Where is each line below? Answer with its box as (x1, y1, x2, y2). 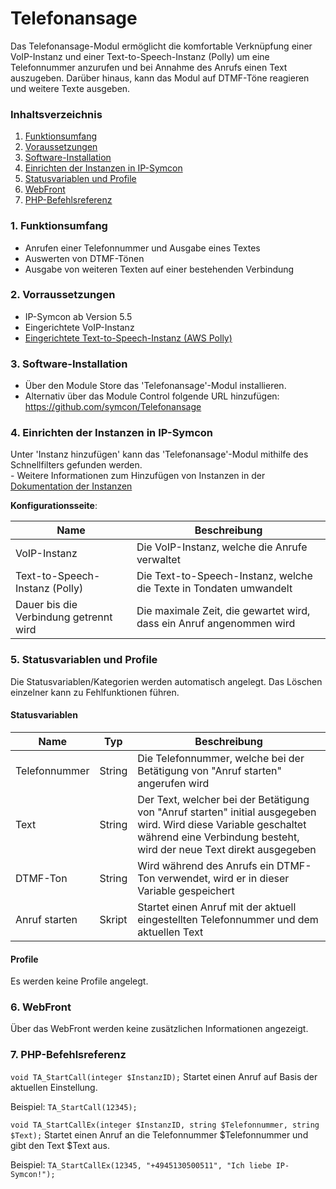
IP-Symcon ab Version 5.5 (24, 310, 133, 322)
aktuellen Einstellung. (10, 1081, 98, 1093)
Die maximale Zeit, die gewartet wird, (136, 604, 311, 618)
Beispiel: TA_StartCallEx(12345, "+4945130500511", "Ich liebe (10, 1158, 272, 1171)
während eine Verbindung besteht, (137, 830, 300, 844)
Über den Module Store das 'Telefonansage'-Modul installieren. (24, 380, 287, 392)
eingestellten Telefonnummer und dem (137, 912, 319, 926)
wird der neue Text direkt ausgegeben (137, 842, 317, 856)
